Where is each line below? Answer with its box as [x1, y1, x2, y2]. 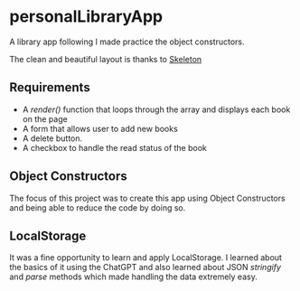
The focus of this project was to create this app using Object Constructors [9, 192, 286, 203]
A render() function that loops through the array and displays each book [22, 104, 291, 115]
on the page [22, 113, 68, 124]
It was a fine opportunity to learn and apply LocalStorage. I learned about [9, 252, 283, 263]
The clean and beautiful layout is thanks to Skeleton [9, 53, 202, 64]
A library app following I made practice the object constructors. [9, 36, 246, 47]
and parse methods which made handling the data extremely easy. [9, 271, 258, 282]
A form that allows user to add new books [22, 123, 178, 134]
